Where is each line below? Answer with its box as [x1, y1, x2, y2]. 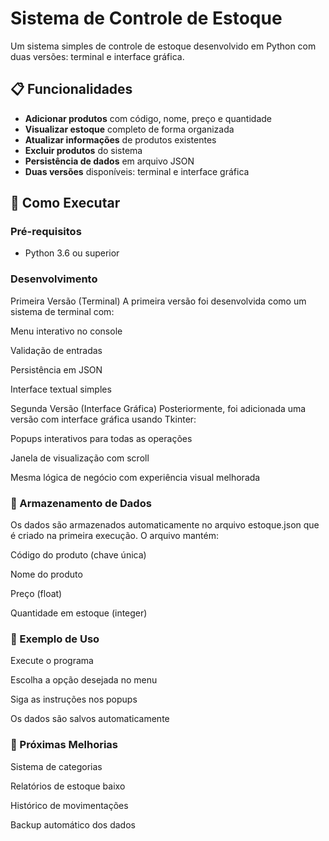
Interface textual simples [10, 383, 112, 395]
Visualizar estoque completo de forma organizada [24, 123, 235, 135]
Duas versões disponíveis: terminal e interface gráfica [24, 165, 250, 177]
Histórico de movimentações [10, 799, 129, 811]
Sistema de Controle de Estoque [10, 7, 283, 30]
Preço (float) [10, 588, 63, 600]
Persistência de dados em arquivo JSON [24, 155, 195, 167]
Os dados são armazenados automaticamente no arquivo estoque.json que [10, 519, 320, 531]
